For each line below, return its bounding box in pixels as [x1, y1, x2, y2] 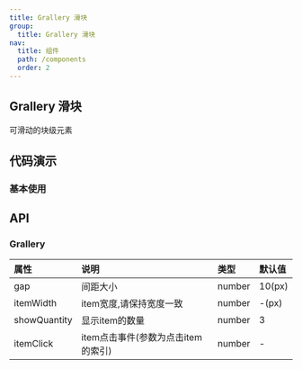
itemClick [13, 337, 54, 349]
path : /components [17, 55, 87, 64]
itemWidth [13, 296, 57, 309]
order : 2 [17, 64, 50, 73]
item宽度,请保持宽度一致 [81, 297, 183, 310]
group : [9, 22, 34, 31]
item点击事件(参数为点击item [81, 330, 202, 343]
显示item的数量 [81, 314, 146, 327]
